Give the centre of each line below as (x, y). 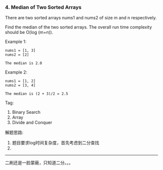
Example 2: (16, 72)
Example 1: (16, 42)
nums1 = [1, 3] (20, 51)
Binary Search (26, 112)
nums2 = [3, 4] (20, 85)
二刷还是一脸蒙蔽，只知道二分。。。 (39, 163)
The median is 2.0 (24, 63)
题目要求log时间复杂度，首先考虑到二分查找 (56, 143)
